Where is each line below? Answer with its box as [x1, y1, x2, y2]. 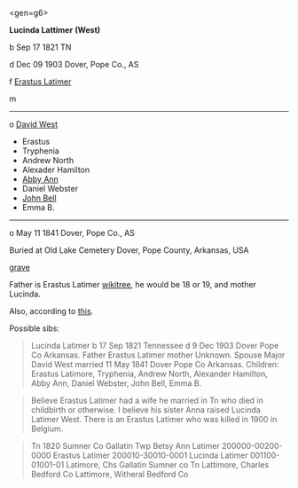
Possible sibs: [9, 323, 60, 334]
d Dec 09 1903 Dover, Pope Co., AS [9, 59, 139, 69]
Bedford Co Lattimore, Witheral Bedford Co [30, 469, 189, 479]
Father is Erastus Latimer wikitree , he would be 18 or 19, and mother [9, 279, 257, 289]
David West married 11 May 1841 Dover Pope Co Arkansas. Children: [30, 359, 279, 369]
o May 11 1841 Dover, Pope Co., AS [9, 228, 136, 238]
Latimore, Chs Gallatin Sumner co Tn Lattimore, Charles [66, 460, 270, 469]
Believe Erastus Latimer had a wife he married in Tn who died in [30, 395, 264, 405]
